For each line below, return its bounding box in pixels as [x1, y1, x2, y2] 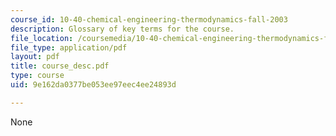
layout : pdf [10, 52, 60, 62]
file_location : [10, 33, 74, 43]
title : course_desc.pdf [10, 61, 110, 71]
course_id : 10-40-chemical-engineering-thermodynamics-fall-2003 [10, 14, 288, 25]
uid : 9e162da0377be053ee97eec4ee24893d [10, 80, 177, 90]
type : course [10, 71, 65, 81]
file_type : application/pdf [10, 42, 128, 53]
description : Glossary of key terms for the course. [10, 24, 235, 34]
